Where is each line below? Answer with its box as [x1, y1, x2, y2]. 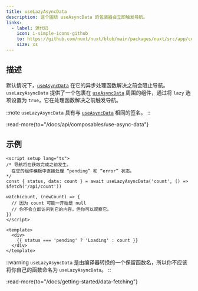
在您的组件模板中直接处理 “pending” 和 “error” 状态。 [11, 168, 134, 174]
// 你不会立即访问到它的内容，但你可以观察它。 [11, 206, 112, 212]
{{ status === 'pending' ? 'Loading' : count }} [16, 237, 138, 243]
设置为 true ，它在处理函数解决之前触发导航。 [11, 96, 122, 103]
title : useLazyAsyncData [6, 8, 67, 15]
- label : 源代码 [11, 25, 49, 31]
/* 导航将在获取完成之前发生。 [6, 162, 72, 168]
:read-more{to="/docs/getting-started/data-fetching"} [6, 278, 138, 285]
